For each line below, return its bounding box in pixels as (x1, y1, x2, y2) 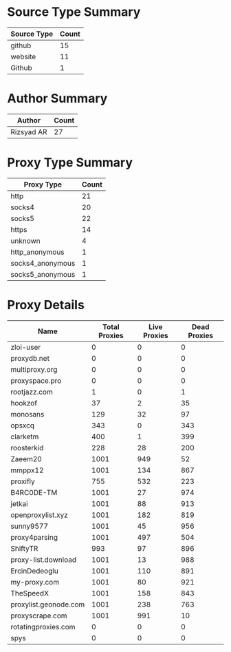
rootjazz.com (10, 387, 53, 397)
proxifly (10, 476, 36, 486)
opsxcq (10, 421, 35, 430)
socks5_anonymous (10, 269, 76, 279)
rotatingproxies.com (10, 622, 76, 631)
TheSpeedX (10, 588, 49, 598)
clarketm (10, 432, 39, 441)
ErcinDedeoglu (10, 566, 58, 576)
